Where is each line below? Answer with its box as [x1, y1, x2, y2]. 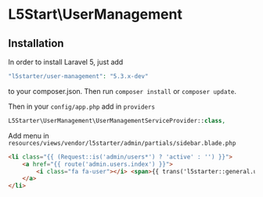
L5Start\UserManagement [8, 5, 182, 23]
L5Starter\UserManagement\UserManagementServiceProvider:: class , [8, 116, 225, 124]
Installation [8, 37, 64, 50]
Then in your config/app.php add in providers [8, 102, 155, 111]
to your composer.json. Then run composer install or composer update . [8, 86, 237, 95]
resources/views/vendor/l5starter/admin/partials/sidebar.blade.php [8, 139, 236, 147]
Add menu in [8, 131, 49, 140]
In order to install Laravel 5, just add [8, 57, 124, 66]
